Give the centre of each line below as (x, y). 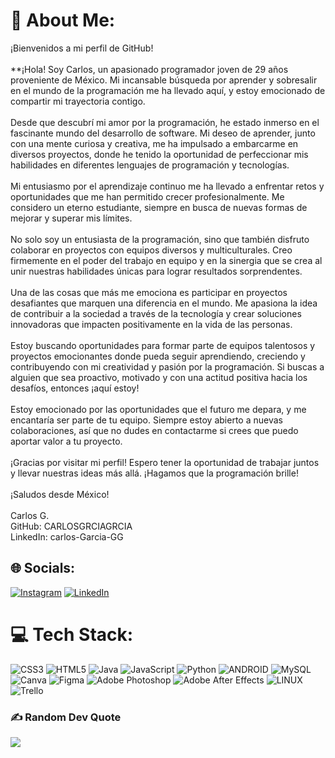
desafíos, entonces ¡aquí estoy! (75, 388)
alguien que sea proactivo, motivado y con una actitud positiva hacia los (159, 377)
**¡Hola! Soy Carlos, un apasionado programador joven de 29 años (149, 69)
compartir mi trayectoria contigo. (78, 101)
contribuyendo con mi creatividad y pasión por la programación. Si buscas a (167, 366)
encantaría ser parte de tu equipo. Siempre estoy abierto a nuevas (146, 420)
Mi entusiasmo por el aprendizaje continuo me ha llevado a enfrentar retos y (167, 186)
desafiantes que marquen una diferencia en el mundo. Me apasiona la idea (164, 303)
